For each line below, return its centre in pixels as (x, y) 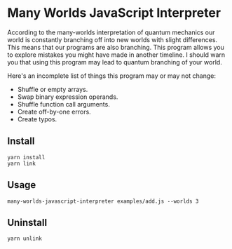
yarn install (26, 157)
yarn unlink (25, 239)
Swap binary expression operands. (68, 97)
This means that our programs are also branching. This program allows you (116, 47)
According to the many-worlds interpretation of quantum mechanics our (111, 32)
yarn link (22, 163)
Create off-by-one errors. (54, 112)
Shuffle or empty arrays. (53, 89)
